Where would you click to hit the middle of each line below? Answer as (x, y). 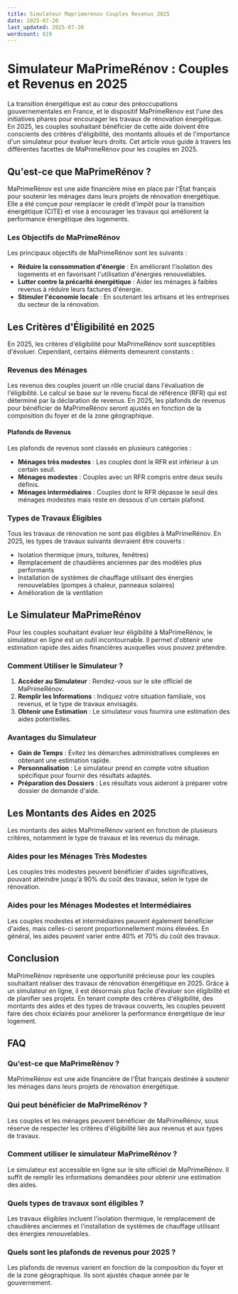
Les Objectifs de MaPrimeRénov (64, 237)
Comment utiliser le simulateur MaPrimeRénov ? (92, 1154)
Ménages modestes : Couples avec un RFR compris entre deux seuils (120, 477)
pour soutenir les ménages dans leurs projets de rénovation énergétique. (114, 196)
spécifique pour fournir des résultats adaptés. (85, 776)
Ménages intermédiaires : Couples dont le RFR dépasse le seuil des (118, 492)
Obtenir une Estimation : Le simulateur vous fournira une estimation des (124, 712)
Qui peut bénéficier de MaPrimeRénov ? (77, 1105)
